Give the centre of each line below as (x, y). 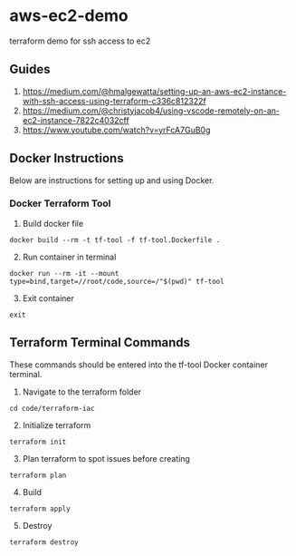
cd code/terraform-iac (52, 408)
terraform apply (40, 509)
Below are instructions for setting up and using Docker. (112, 180)
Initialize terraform (57, 425)
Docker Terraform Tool (60, 203)
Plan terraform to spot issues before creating (106, 458)
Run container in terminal (69, 257)
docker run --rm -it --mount (64, 273)
